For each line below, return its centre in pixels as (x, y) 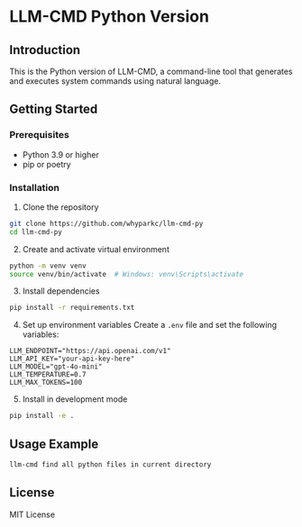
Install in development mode (75, 399)
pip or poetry (46, 164)
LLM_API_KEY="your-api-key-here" (72, 359)
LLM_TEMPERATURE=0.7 (48, 375)
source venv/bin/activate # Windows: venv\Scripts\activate (127, 274)
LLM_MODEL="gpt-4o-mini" (56, 367)
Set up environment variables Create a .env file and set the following (150, 325)
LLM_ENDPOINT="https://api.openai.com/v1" (90, 351)
